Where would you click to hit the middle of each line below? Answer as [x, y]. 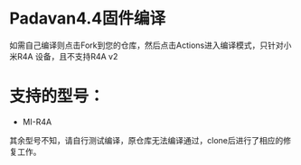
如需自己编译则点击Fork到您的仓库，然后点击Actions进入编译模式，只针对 [146, 45]
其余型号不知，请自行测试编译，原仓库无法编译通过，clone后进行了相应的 [146, 140]
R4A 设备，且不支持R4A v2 [67, 56]
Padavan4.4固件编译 [87, 18]
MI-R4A [37, 122]
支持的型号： [57, 96]
